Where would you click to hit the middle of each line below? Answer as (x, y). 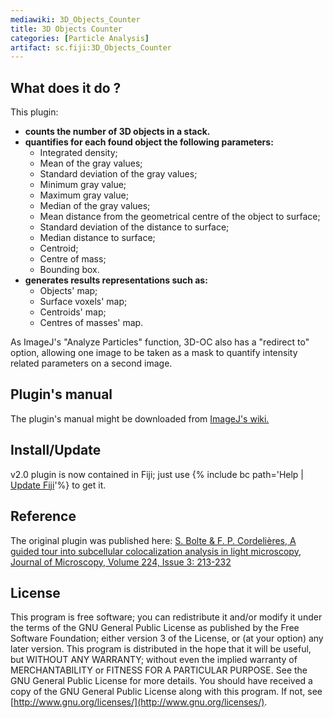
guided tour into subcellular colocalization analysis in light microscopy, (156, 551)
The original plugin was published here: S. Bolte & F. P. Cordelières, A (153, 540)
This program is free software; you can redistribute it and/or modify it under (166, 617)
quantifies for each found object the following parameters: (149, 142)
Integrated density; (78, 153)
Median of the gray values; (95, 206)
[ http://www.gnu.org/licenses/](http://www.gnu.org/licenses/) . (139, 702)
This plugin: (34, 112)
